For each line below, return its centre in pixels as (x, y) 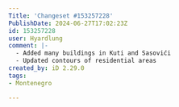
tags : (17, 76)
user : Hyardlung (35, 38)
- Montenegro (30, 83)
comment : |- (28, 46)
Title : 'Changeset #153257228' (61, 16)
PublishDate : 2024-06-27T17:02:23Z (68, 23)
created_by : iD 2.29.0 (46, 68)
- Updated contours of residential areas (86, 61)
